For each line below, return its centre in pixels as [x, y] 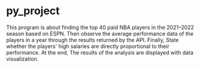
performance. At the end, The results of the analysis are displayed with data [100, 52]
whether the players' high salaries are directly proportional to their [88, 46]
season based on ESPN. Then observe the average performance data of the [100, 33]
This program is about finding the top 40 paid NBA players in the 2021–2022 [100, 27]
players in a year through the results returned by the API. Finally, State [93, 40]
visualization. [22, 59]
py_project [33, 11]
